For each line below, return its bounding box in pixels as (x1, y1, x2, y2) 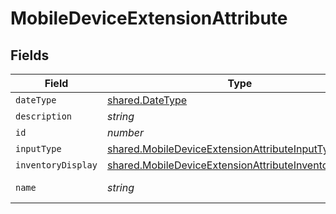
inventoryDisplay (15, 160, 98, 171)
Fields (10, 47, 50, 64)
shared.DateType (106, 93, 188, 107)
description (15, 111, 73, 122)
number (106, 126, 144, 139)
